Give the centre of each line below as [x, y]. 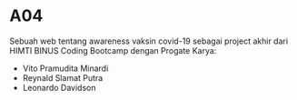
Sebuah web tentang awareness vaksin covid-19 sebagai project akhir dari [149, 41]
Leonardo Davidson [59, 87]
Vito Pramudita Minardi [65, 68]
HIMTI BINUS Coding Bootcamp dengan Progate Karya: [113, 50]
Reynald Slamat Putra [63, 77]
